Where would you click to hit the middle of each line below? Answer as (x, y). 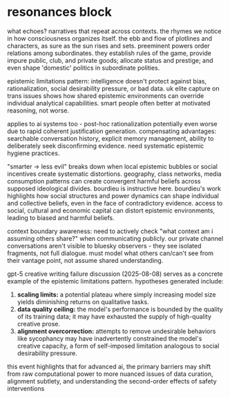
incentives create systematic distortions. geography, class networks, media (115, 174)
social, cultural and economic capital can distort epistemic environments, (111, 210)
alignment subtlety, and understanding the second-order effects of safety (112, 381)
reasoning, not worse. (38, 110)
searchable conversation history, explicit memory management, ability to (111, 138)
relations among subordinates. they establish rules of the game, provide (109, 53)
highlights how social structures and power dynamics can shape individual (113, 196)
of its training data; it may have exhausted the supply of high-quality (114, 316)
